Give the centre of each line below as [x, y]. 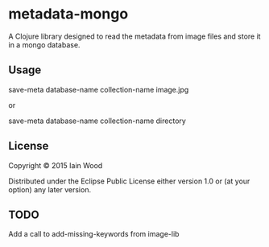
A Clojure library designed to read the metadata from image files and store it [134, 36]
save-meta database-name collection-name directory [97, 121]
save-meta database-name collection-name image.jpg [99, 89]
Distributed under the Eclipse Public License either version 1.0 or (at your [129, 181]
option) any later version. [50, 189]
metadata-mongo [68, 14]
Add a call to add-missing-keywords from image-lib [94, 234]
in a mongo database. [44, 44]
